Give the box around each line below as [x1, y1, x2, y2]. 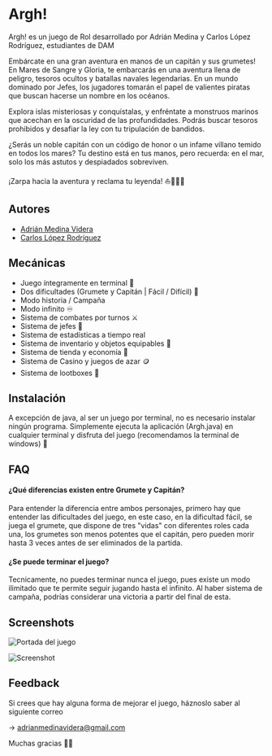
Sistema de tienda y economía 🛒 [19, 347, 128, 356]
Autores [8, 203, 50, 216]
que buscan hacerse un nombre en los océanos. [8, 90, 171, 100]
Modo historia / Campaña [19, 295, 106, 305]
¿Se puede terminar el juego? [8, 557, 110, 566]
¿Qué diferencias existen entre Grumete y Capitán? [8, 485, 185, 495]
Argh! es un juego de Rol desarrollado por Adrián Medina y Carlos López [8, 32, 252, 42]
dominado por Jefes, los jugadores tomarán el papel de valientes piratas [8, 82, 250, 92]
